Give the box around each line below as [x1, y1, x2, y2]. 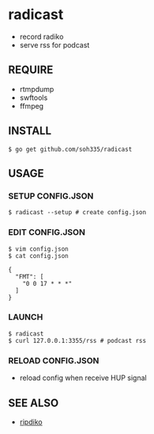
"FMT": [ [15, 272, 44, 281]
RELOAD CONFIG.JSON [8, 355, 100, 366]
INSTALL [8, 125, 52, 138]
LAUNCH [8, 312, 43, 323]
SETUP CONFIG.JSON [8, 190, 94, 202]
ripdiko [19, 417, 43, 426]
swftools [19, 93, 48, 102]
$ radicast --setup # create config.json [8, 209, 147, 217]
